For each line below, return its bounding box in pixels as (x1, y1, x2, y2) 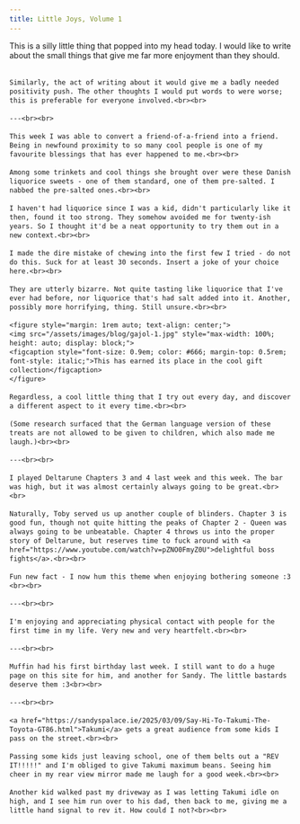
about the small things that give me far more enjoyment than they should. (9, 49, 280, 60)
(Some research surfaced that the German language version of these (9, 419, 271, 429)
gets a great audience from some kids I (125, 724, 279, 734)
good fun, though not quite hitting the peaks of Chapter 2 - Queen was (9, 518, 287, 527)
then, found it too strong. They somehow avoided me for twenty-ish (9, 212, 271, 222)
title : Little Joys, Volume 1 (9, 14, 123, 23)
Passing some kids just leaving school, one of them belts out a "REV (9, 751, 279, 761)
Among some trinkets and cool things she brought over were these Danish (9, 167, 292, 177)
